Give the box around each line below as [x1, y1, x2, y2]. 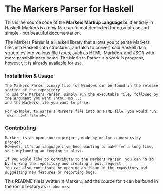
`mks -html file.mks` [5, 113, 49, 118]
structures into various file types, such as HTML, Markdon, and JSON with [5, 50, 155, 56]
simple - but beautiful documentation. [5, 30, 81, 36]
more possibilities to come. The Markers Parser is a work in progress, [5, 55, 145, 60]
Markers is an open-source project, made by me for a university [5, 136, 141, 140]
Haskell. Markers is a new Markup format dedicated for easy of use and [5, 24, 149, 30]
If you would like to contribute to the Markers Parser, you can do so [5, 157, 154, 162]
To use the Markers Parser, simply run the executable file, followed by [5, 92, 159, 97]
